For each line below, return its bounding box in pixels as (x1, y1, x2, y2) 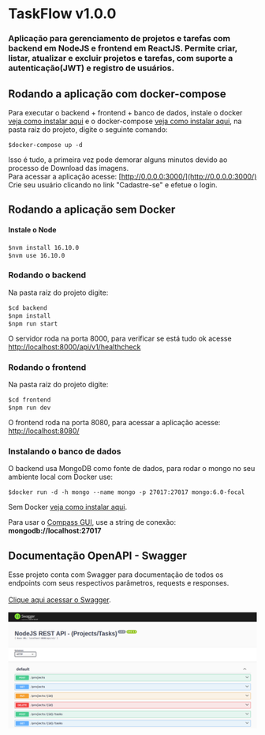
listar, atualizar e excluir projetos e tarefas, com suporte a (8, 53, 233, 64)
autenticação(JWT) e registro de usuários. (8, 62, 175, 73)
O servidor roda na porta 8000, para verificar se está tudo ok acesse (8, 334, 232, 343)
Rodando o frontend (8, 361, 87, 372)
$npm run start (8, 319, 58, 328)
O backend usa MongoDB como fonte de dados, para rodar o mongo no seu (8, 464, 256, 473)
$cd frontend (8, 396, 51, 404)
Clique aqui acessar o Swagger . (8, 595, 112, 605)
